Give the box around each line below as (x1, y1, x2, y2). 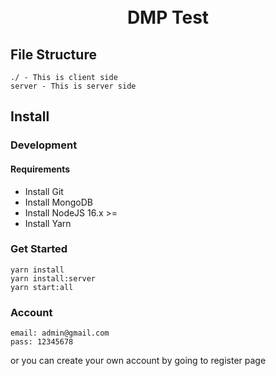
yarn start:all (10, 282, 74, 292)
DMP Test (126, 6, 210, 29)
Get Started (10, 242, 68, 256)
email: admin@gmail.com (10, 328, 110, 339)
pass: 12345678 (10, 337, 74, 347)
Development (10, 138, 78, 152)
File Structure (10, 46, 97, 63)
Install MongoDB (24, 196, 94, 208)
